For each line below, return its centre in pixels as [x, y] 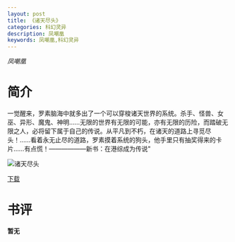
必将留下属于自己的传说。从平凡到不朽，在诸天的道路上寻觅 [118, 131]
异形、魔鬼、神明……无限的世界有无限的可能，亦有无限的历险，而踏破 [121, 122]
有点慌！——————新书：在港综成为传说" [88, 149]
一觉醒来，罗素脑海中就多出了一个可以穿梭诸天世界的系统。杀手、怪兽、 [112, 113]
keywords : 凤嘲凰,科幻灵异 [43, 40]
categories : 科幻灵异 [37, 27]
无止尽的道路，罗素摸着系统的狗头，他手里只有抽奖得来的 [133, 140]
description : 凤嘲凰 [36, 34]
